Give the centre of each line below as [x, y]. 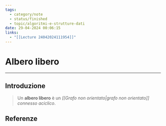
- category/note [26, 14]
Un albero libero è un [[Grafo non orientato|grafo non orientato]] [83, 98]
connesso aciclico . [36, 103]
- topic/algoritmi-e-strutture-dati [47, 23]
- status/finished [29, 19]
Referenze [21, 119]
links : [12, 33]
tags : [11, 10]
